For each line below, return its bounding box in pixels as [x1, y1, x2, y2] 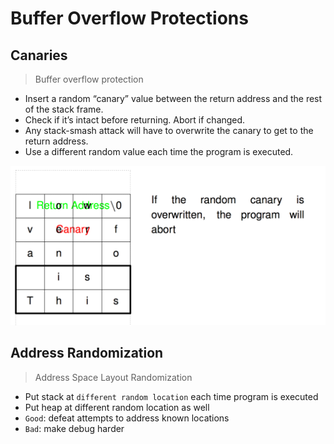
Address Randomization [10, 345, 164, 362]
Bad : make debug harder [24, 422, 125, 434]
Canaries [10, 47, 68, 64]
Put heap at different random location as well [24, 401, 210, 413]
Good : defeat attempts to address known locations [24, 412, 230, 424]
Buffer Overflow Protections [10, 7, 249, 30]
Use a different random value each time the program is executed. [24, 146, 294, 157]
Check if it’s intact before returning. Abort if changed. [24, 114, 246, 126]
